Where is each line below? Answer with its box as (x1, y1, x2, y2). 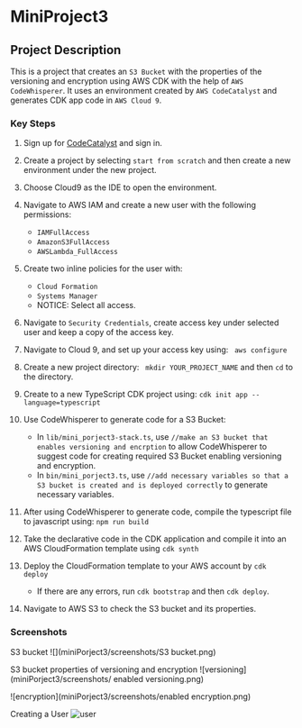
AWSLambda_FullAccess (36, 248, 118, 257)
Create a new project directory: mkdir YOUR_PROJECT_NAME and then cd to (23, 362, 294, 373)
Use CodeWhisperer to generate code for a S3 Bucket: (23, 414, 226, 425)
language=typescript (23, 398, 101, 407)
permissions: (23, 209, 71, 220)
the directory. (23, 371, 74, 382)
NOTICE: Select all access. (36, 300, 136, 311)
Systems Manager (36, 292, 98, 301)
